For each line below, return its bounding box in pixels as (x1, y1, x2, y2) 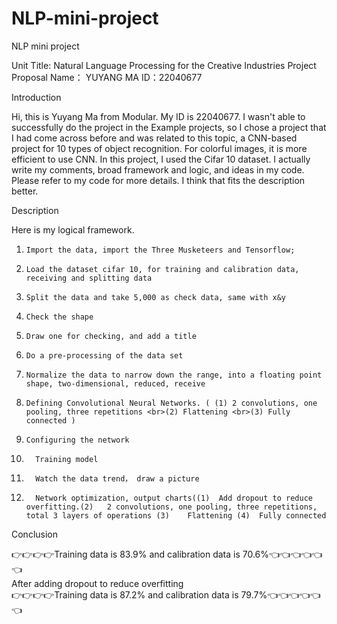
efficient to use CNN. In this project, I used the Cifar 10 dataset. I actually (11, 153, 311, 165)
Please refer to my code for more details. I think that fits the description (11, 174, 306, 186)
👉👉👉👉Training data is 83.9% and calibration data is (11, 548, 241, 560)
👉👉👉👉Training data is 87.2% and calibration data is (11, 588, 239, 601)
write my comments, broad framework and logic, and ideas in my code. (11, 163, 305, 176)
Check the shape (25, 312, 94, 322)
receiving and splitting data (25, 273, 153, 283)
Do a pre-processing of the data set (25, 350, 184, 361)
